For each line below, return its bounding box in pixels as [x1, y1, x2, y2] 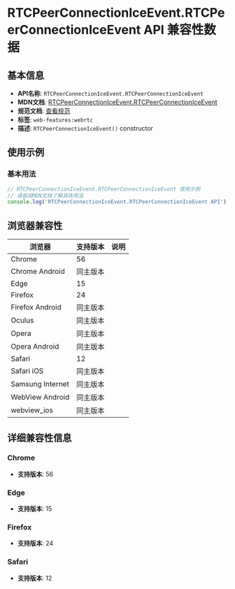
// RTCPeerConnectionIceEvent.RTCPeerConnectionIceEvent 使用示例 [7, 185, 201, 193]
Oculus [10, 316, 34, 326]
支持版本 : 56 [17, 470, 54, 478]
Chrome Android [10, 267, 65, 277]
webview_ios [10, 405, 54, 415]
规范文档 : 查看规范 [17, 107, 71, 115]
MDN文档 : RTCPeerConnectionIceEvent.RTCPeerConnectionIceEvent [17, 98, 218, 106]
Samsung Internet [10, 379, 70, 389]
